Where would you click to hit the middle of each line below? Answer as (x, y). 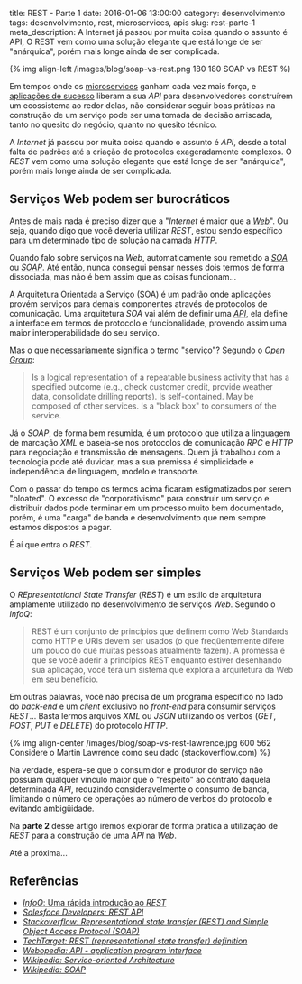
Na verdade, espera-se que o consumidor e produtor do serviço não (137, 769)
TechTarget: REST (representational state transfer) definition (135, 941)
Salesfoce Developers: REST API (83, 912)
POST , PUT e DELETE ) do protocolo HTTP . (89, 725)
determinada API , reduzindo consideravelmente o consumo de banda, (139, 789)
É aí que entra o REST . (51, 544)
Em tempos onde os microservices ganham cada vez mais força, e (133, 86)
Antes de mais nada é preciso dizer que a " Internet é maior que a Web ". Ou (149, 221)
